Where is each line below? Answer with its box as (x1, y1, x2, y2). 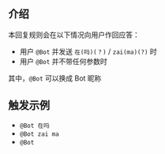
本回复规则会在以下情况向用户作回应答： (8, 30, 140, 39)
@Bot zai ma (19, 130, 59, 138)
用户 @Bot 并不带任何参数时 (19, 56, 108, 66)
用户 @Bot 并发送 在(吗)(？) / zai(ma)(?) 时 (19, 47, 158, 56)
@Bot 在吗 (19, 122, 50, 130)
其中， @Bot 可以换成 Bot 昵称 (8, 73, 102, 83)
